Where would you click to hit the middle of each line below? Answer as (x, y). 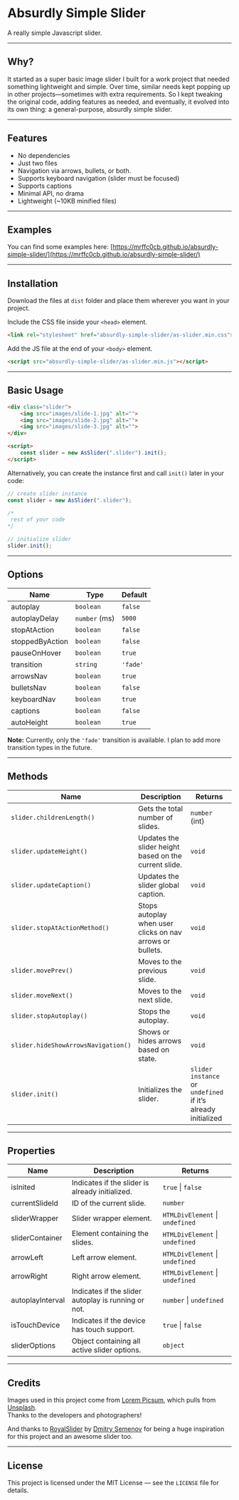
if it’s (198, 1100)
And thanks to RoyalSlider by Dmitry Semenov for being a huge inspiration (116, 1429)
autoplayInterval (38, 1300)
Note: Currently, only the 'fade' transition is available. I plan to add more (114, 740)
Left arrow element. (104, 1257)
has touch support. (103, 1330)
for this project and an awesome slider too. (70, 1437)
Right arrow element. (106, 1277)
